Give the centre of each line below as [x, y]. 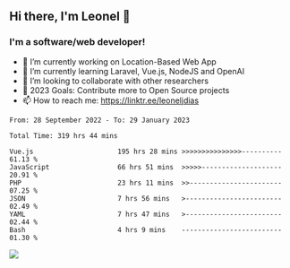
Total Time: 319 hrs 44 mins [64, 135]
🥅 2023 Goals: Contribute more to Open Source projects [126, 90]
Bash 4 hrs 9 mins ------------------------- [145, 229]
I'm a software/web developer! [77, 42]
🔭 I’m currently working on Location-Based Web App [119, 61]
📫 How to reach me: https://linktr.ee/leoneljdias [111, 100]
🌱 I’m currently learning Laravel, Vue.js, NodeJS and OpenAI [133, 71]
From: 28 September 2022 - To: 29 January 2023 [100, 120]
